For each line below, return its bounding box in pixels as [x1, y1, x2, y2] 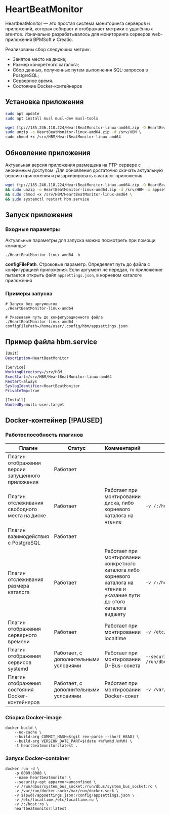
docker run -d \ [5, 766, 39, 771]
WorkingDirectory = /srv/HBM [5, 369, 62, 374]
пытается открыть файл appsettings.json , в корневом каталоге [5, 272, 142, 278]
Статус [67, 444, 86, 451]
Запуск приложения [5, 210, 73, 219]
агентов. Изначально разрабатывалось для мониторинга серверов [5, 31, 151, 37]
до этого [104, 598, 125, 605]
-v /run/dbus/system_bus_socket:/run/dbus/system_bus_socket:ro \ [14, 784, 157, 789]
